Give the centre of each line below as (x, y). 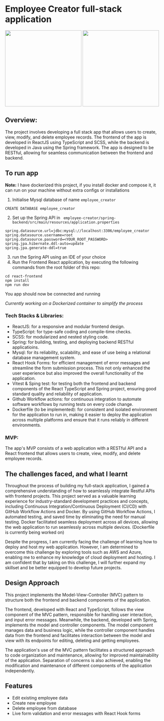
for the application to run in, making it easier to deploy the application (82, 414)
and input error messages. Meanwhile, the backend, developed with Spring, (81, 620)
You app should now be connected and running (53, 294)
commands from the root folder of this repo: (56, 267)
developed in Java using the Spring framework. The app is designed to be (79, 147)
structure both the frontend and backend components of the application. (78, 600)
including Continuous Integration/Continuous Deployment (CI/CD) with (76, 506)
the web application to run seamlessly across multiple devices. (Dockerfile (80, 527)
